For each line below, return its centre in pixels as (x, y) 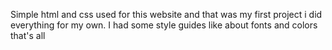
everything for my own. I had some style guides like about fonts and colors (164, 25)
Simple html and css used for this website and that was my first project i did (166, 14)
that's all (28, 35)
